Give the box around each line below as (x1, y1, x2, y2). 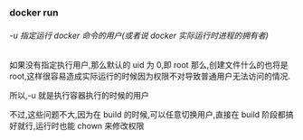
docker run (9, 6, 59, 19)
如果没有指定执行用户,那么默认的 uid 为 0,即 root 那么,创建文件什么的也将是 (9, 60, 289, 70)
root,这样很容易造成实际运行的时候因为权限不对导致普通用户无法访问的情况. (9, 70, 291, 82)
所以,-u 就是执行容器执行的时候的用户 (9, 90, 149, 101)
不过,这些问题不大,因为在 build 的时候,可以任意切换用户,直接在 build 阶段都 (9, 109, 287, 120)
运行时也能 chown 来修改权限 (35, 120, 145, 132)
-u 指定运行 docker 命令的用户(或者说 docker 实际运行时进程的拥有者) (9, 30, 270, 41)
